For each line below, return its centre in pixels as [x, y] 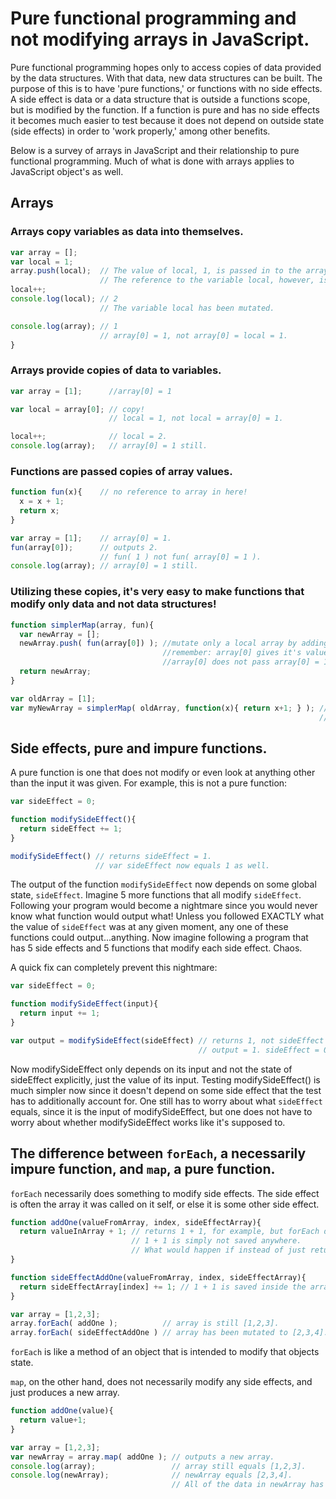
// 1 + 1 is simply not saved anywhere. [216, 1241]
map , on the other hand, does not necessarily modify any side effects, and [161, 1382]
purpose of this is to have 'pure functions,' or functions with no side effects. [166, 88]
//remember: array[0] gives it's [232, 653]
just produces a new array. [65, 1393]
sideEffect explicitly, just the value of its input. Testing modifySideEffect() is [165, 1079]
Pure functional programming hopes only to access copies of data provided [166, 67]
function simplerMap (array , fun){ [82, 625]
